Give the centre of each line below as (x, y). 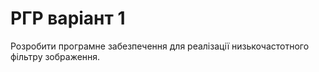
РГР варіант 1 (68, 18)
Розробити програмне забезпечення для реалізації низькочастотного (160, 46)
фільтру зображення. (55, 56)
